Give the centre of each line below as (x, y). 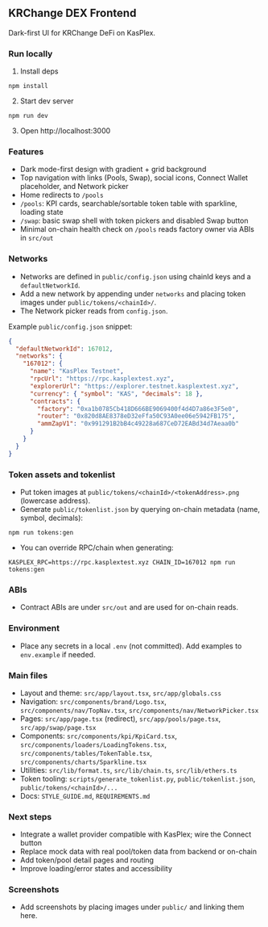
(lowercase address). (55, 501)
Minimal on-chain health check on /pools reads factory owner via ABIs (137, 229)
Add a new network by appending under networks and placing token (133, 293)
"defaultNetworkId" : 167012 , (64, 349)
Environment (34, 628)
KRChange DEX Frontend (72, 13)
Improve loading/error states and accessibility (96, 869)
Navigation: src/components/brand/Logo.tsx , (93, 701)
